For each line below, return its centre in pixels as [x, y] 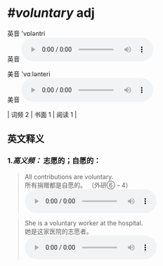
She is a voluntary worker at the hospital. [84, 223]
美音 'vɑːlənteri [29, 74]
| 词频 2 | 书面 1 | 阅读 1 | [42, 114]
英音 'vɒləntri [26, 33]
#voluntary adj [51, 13]
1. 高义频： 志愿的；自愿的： [54, 161]
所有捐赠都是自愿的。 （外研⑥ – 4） [78, 185]
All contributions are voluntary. [69, 176]
